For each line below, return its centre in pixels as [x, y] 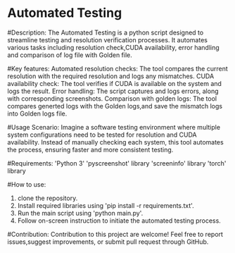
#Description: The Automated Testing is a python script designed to [106, 32]
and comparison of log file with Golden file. [70, 55]
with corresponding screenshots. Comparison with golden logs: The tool [112, 98]
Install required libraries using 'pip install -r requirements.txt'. [106, 205]
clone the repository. [47, 198]
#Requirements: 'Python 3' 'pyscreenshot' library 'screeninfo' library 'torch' [117, 163]
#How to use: [27, 184]
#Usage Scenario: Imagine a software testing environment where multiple [114, 127]
